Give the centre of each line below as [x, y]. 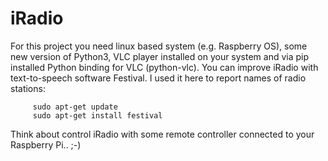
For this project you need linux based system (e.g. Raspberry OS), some [159, 46]
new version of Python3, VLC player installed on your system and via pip [160, 56]
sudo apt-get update [75, 107]
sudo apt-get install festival [97, 115]
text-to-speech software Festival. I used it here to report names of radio [158, 78]
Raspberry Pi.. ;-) [46, 144]
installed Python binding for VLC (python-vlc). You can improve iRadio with [164, 67]
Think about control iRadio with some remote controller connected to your [162, 134]
